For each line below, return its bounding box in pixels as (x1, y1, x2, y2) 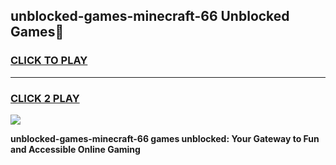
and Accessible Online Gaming (10, 143, 141, 155)
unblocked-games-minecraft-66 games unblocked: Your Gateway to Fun (10, 132, 320, 144)
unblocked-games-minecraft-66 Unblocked (10, 8, 290, 25)
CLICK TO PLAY (10, 54, 88, 68)
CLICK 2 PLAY (10, 91, 80, 105)
